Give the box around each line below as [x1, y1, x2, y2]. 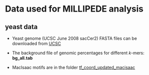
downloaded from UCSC [12, 41, 61, 46]
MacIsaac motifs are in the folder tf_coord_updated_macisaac [12, 64, 135, 70]
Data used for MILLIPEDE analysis [5, 3, 144, 15]
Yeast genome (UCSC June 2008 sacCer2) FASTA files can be [12, 35, 137, 41]
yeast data [5, 23, 38, 31]
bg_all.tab [12, 55, 33, 61]
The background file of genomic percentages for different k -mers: [12, 50, 145, 56]
